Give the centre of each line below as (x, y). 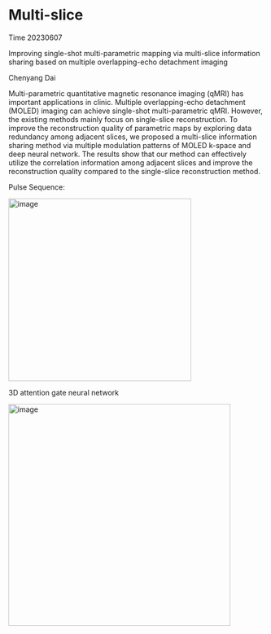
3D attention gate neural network (64, 392)
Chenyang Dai (32, 77)
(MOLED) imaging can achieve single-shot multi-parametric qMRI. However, (135, 111)
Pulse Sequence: (37, 187)
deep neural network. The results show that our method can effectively (127, 154)
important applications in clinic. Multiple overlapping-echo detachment (127, 102)
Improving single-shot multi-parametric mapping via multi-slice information (134, 53)
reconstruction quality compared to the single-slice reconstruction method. (134, 171)
